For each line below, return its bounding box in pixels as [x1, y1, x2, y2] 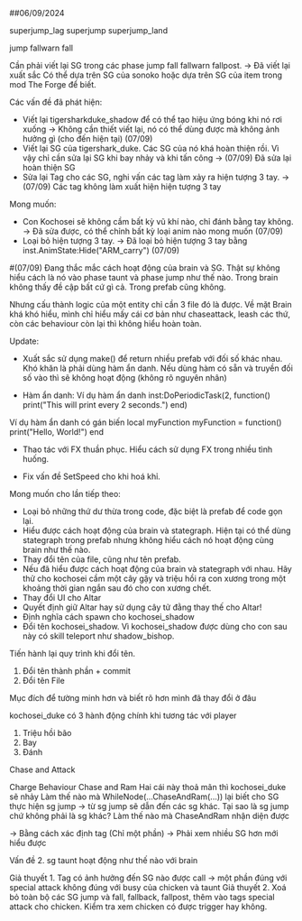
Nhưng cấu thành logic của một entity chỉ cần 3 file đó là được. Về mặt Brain [9, 299, 293, 309]
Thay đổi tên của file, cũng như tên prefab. [22, 554, 182, 565]
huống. [22, 454, 50, 464]
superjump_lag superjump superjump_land [9, 25, 169, 35]
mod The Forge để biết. [9, 79, 96, 89]
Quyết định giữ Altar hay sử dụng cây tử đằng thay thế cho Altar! [22, 602, 262, 612]
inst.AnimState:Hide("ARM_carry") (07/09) [22, 245, 180, 255]
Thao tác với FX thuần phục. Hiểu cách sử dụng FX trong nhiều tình [22, 444, 273, 455]
